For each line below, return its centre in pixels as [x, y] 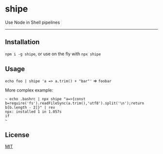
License [17, 135]
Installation [22, 42]
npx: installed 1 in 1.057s [33, 112]
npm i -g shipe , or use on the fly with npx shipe [53, 54]
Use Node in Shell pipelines [33, 22]
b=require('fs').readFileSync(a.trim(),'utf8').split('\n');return [75, 103]
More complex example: [29, 90]
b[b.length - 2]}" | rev [30, 108]
